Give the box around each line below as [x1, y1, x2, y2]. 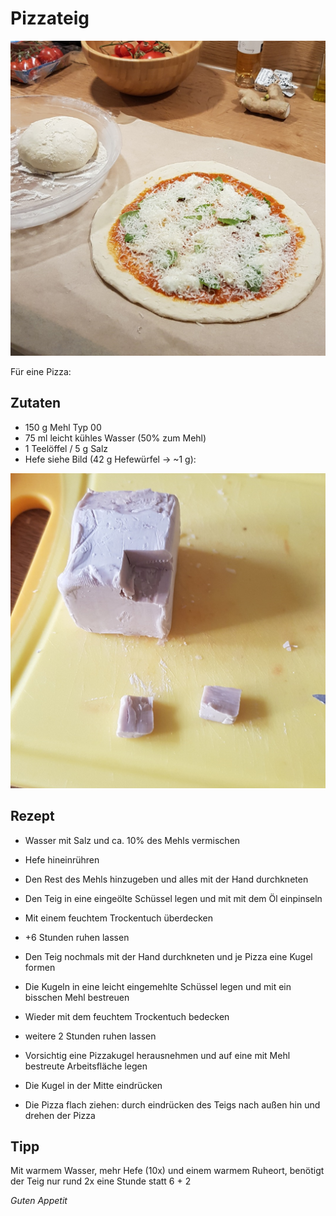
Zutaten [10, 395, 62, 412]
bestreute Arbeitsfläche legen [24, 1060, 148, 1072]
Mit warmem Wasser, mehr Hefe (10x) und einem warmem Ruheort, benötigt [10, 1165, 325, 1177]
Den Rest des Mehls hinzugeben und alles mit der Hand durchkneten [24, 873, 309, 885]
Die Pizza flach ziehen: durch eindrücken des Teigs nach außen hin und [24, 1098, 321, 1111]
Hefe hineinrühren [24, 853, 100, 866]
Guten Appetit [10, 1195, 68, 1207]
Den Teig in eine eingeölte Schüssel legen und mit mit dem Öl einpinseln [24, 892, 323, 904]
